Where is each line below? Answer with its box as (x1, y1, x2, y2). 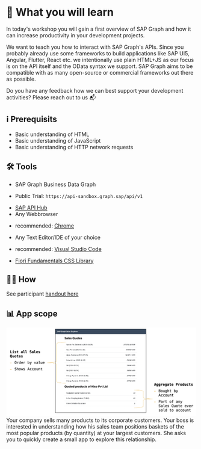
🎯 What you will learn (6, 5, 114, 19)
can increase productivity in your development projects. (6, 31, 145, 39)
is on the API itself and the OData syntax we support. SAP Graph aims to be (6, 63, 193, 70)
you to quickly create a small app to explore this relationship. (6, 436, 156, 443)
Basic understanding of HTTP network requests (14, 143, 134, 150)
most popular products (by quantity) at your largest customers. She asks (6, 430, 187, 437)
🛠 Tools (6, 162, 37, 172)
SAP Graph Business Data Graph (14, 181, 96, 188)
